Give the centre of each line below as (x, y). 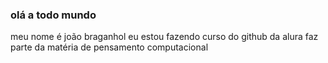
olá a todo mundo (53, 15)
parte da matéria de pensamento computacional (109, 47)
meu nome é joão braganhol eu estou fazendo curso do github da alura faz (164, 37)
